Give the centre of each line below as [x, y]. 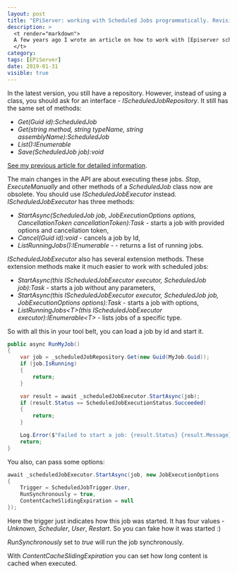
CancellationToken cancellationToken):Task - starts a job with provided [121, 222]
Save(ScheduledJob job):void [61, 152]
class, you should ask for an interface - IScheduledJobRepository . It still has [118, 100]
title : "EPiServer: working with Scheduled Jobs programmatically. [109, 20]
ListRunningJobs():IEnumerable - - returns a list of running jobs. [110, 245]
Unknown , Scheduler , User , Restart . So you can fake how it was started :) [114, 528]
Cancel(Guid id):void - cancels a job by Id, [79, 238]
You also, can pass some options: [56, 462]
